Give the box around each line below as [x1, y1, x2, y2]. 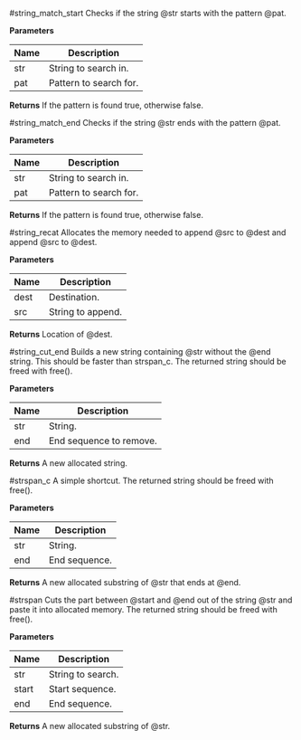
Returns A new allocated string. [9, 458, 128, 469]
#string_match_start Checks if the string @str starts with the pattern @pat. [9, 8, 287, 18]
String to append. [48, 306, 123, 318]
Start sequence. [48, 683, 117, 695]
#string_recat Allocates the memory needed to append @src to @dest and [9, 227, 287, 238]
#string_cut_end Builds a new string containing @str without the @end [9, 346, 271, 356]
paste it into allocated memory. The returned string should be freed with [9, 604, 277, 614]
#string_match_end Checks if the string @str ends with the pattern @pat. [9, 118, 282, 128]
